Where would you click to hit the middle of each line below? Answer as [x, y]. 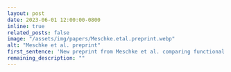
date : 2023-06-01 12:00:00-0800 [54, 20]
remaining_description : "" [46, 58]
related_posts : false [38, 33]
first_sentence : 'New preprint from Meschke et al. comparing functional [116, 52]
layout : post [26, 13]
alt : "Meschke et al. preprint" [54, 45]
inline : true [26, 26]
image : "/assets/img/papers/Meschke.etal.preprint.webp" [91, 39]
